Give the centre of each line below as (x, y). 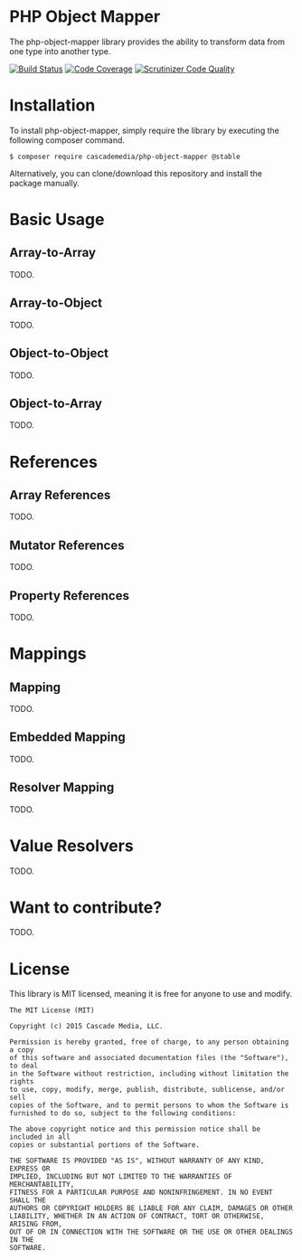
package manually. (44, 183)
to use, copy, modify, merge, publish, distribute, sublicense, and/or (147, 1090)
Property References (69, 596)
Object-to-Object (59, 353)
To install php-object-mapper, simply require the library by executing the (145, 130)
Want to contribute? (86, 907)
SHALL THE (28, 1200)
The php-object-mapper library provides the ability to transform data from (147, 42)
